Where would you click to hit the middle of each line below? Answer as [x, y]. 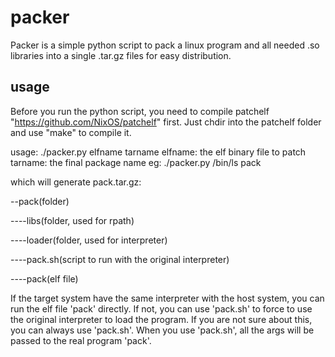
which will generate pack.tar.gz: [76, 182]
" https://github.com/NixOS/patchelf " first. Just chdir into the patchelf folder [166, 122]
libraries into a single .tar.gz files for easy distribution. [121, 55]
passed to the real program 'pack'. [81, 340]
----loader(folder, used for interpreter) [89, 240]
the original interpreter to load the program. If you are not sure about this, [161, 319]
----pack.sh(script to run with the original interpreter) [120, 259]
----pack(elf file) [44, 278]
